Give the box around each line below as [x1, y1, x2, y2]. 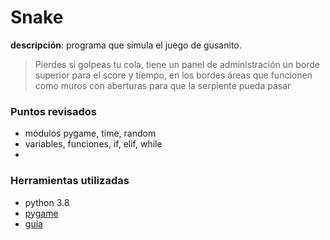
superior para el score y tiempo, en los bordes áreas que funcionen [34, 69, 313, 81]
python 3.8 [24, 196, 70, 208]
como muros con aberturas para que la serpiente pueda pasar [34, 79, 292, 91]
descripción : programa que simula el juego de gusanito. [10, 39, 242, 51]
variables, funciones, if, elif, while [24, 138, 163, 150]
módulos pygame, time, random [24, 127, 157, 140]
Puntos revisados [10, 104, 97, 118]
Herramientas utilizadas [10, 174, 130, 188]
